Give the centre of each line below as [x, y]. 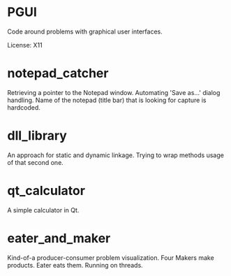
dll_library [37, 136]
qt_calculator [46, 191]
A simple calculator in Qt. [43, 210]
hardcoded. [24, 107]
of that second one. [36, 162]
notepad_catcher [58, 73]
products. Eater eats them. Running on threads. [75, 265]
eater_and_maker [59, 238]
